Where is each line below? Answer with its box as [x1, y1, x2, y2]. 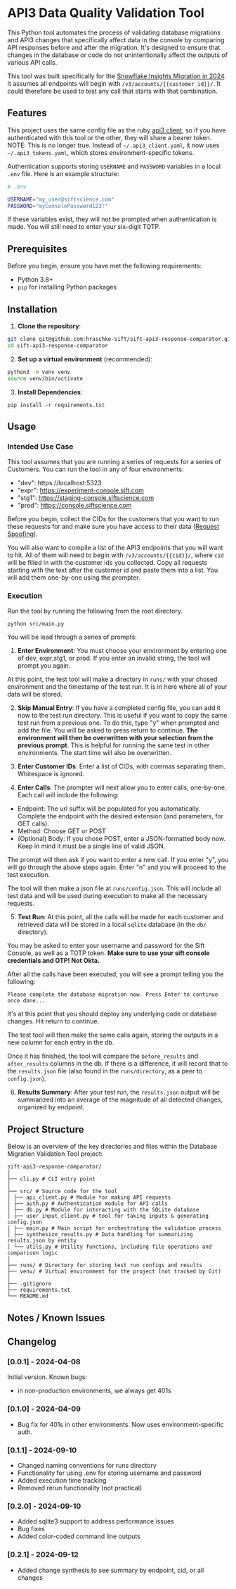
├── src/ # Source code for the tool [7, 1188, 118, 1195]
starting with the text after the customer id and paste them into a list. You [7, 566, 218, 575]
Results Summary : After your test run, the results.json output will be [17, 1088, 220, 1097]
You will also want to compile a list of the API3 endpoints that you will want [7, 544, 223, 552]
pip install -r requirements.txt [7, 401, 105, 409]
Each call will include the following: [17, 791, 119, 799]
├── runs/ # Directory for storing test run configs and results [7, 1262, 202, 1269]
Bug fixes [17, 1525, 46, 1533]
